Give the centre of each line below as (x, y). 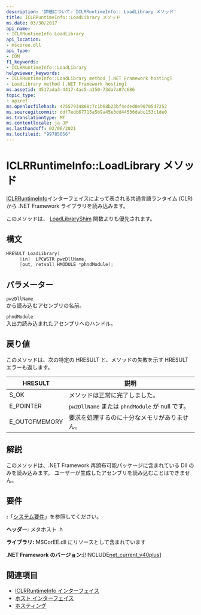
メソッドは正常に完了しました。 (114, 395)
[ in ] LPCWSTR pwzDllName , (53, 259)
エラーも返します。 (30, 367)
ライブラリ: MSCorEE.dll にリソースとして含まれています (76, 542)
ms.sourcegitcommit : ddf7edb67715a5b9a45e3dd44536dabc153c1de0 (87, 112)
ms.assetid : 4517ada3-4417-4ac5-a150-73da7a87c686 (71, 90)
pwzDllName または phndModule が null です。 (129, 406)
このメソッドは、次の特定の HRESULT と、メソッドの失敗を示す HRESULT (97, 359)
